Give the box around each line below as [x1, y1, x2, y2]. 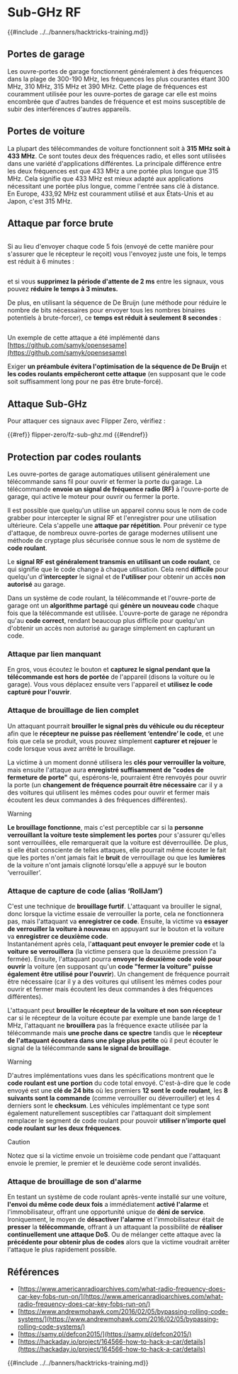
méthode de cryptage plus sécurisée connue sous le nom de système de [7, 536, 221, 544]
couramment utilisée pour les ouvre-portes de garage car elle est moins [7, 89, 217, 98]
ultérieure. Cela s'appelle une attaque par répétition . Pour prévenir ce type [7, 522, 227, 529]
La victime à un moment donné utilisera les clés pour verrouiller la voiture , [7, 758, 227, 766]
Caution [7, 1137, 30, 1146]
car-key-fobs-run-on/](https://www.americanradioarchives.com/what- [17, 1293, 224, 1300]
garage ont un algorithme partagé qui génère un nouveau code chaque [7, 602, 219, 609]
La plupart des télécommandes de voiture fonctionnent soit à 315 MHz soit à [7, 144, 231, 152]
